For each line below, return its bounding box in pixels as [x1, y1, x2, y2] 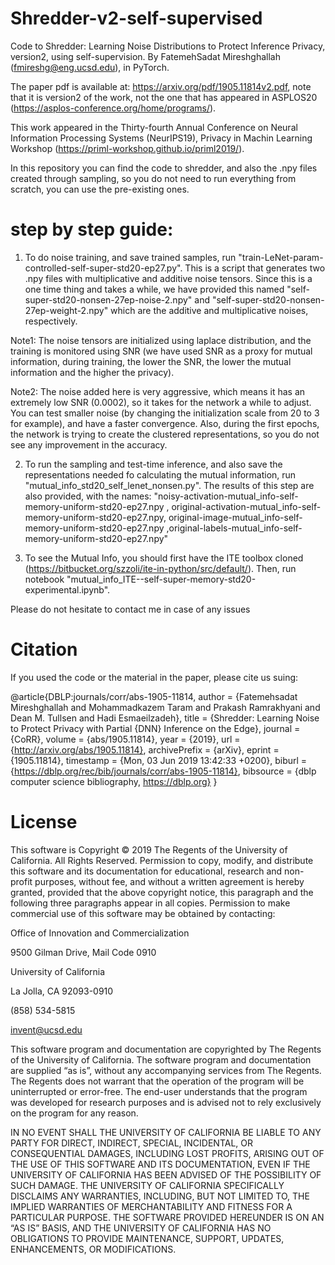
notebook [24, 573, 65, 585]
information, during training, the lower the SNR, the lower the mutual [10, 355, 292, 367]
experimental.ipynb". [24, 583, 111, 596]
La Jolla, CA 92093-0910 [10, 985, 114, 997]
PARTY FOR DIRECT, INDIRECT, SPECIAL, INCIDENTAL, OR [10, 1137, 253, 1149]
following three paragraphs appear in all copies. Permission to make [10, 897, 291, 909]
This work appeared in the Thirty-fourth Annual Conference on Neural [10, 121, 298, 133]
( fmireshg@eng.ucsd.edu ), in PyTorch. [10, 61, 170, 73]
